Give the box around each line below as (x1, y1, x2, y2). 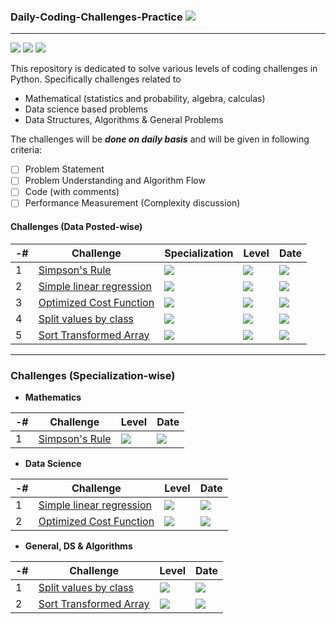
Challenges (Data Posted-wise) (10, 221, 143, 233)
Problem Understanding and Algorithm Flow (24, 175, 206, 187)
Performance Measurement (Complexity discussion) (24, 197, 241, 209)
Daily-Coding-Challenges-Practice (10, 10, 183, 24)
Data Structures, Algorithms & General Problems (24, 114, 224, 126)
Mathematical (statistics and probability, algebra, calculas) (24, 93, 266, 105)
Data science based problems (24, 103, 148, 115)
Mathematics (24, 391, 82, 404)
